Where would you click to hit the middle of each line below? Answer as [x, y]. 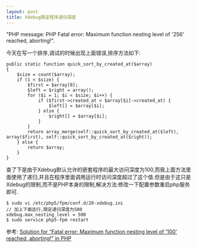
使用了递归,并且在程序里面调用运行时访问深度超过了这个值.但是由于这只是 [101, 177]
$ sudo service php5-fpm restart [47, 220]
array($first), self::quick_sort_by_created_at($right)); [79, 137]
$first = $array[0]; [53, 85]
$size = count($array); [46, 74]
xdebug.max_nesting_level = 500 [46, 215]
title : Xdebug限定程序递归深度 [41, 17]
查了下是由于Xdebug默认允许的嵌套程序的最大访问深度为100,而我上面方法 [96, 169]
